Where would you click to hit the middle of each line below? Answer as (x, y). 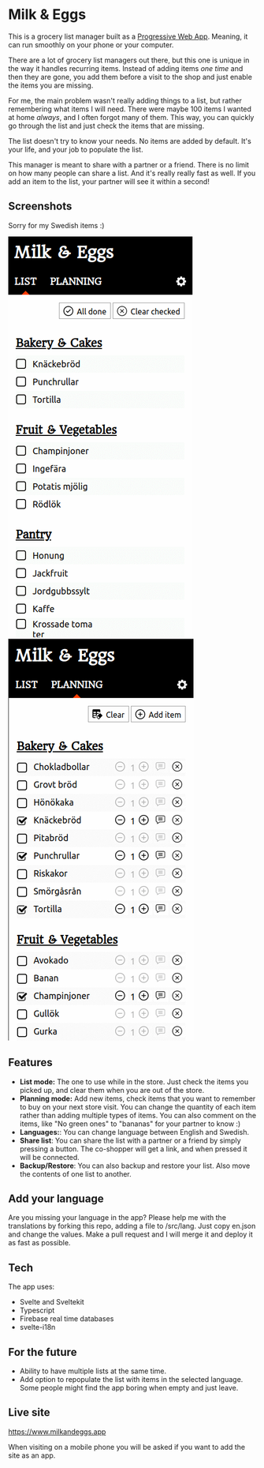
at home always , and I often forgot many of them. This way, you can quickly (131, 117)
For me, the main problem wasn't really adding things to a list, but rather (125, 100)
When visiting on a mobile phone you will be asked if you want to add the (127, 1447)
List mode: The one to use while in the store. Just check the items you (134, 1081)
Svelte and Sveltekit (52, 1302)
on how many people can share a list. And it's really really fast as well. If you (132, 173)
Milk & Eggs (47, 15)
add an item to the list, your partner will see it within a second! (109, 181)
